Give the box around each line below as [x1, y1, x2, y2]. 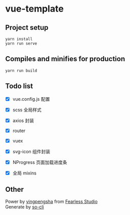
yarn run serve [5, 41, 37, 46]
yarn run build [5, 68, 37, 73]
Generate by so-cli [5, 203, 44, 210]
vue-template [5, 3, 64, 15]
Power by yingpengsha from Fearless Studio [5, 198, 98, 204]
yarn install [5, 36, 33, 41]
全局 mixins [12, 170, 37, 176]
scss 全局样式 [12, 107, 41, 113]
